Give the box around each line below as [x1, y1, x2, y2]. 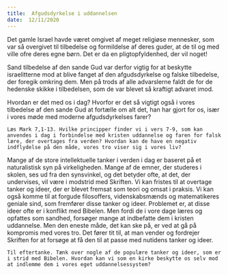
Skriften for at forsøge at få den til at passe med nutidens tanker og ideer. [7, 235, 214, 244]
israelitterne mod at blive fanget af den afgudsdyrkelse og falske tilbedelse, [7, 70, 220, 79]
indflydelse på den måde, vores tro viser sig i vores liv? [7, 144, 182, 150]
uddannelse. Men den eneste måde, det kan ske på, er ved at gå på [7, 221, 197, 229]
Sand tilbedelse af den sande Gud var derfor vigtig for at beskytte [7, 63, 193, 71]
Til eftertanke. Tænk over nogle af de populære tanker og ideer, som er [7, 249, 222, 256]
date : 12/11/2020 [7, 16, 59, 23]
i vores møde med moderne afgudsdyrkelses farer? [7, 112, 152, 120]
